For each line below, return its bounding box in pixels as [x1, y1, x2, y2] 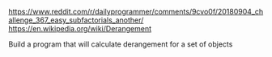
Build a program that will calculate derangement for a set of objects [8, 39, 233, 49]
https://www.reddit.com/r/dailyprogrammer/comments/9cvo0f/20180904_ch [8, 7, 264, 16]
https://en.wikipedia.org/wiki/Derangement [8, 24, 152, 33]
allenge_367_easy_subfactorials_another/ [8, 15, 144, 25]
